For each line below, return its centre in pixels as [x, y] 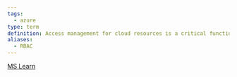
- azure [25, 20]
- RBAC [23, 46]
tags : [15, 14]
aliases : [20, 40]
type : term [23, 27]
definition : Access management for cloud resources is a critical [107, 33]
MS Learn [22, 66]
